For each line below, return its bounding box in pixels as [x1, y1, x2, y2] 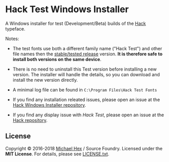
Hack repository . [12, 117, 48, 123]
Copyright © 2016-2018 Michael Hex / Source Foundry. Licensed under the [5, 145, 163, 151]
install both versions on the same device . [12, 56, 102, 62]
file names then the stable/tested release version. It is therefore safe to [12, 51, 163, 57]
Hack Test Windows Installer [5, 4, 129, 15]
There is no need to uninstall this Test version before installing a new [12, 66, 157, 72]
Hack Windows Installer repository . [12, 102, 87, 108]
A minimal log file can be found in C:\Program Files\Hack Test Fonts [12, 86, 157, 92]
